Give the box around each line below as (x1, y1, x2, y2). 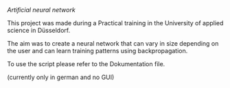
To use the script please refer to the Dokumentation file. (7, 60, 165, 68)
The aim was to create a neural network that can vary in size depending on (7, 40, 219, 47)
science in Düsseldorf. (7, 27, 71, 34)
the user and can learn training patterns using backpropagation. (7, 47, 188, 55)
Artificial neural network (7, 6, 76, 14)
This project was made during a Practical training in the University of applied (7, 19, 224, 27)
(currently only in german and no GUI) (7, 73, 115, 81)
